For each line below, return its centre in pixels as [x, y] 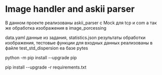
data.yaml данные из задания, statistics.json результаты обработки [75, 37]
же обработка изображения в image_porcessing [56, 28]
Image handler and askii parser [70, 9]
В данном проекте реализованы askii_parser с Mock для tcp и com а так [81, 23]
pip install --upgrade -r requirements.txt [46, 67]
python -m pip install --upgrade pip [41, 57]
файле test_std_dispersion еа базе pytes [47, 48]
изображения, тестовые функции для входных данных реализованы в [79, 42]
